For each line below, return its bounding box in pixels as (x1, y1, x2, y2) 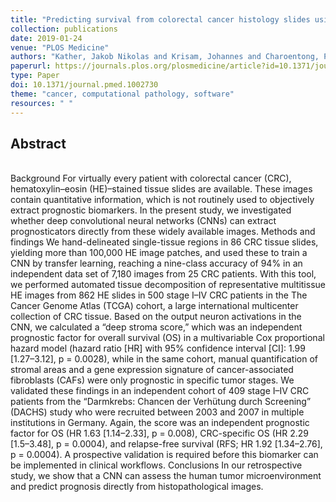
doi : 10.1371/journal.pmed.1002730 (10, 80, 159, 90)
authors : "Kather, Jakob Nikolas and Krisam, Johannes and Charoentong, (10, 52, 320, 62)
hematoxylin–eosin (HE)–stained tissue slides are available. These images (10, 183, 313, 195)
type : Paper (10, 71, 60, 81)
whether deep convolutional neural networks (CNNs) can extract (10, 215, 277, 227)
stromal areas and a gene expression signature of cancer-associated (10, 364, 294, 376)
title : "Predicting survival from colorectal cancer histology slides (10, 14, 311, 25)
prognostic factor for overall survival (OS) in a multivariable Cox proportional (10, 332, 325, 344)
